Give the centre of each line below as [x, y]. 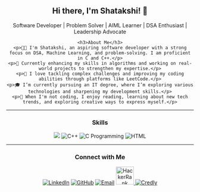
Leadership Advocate [100, 32]
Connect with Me [100, 157]
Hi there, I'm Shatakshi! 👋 [100, 11]
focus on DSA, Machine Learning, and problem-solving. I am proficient [100, 53]
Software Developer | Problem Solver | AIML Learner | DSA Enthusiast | [100, 25]
